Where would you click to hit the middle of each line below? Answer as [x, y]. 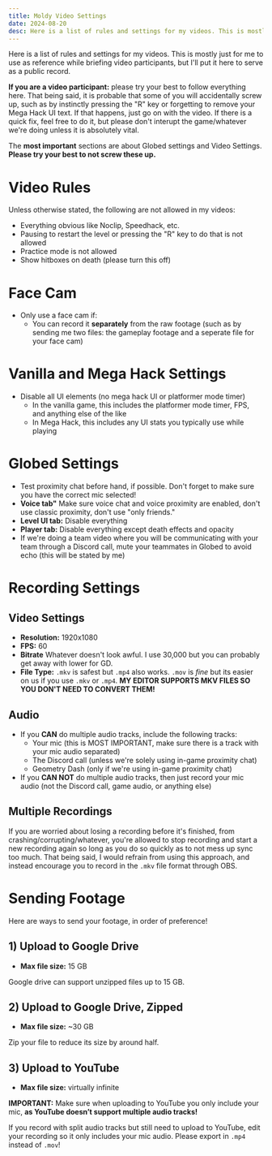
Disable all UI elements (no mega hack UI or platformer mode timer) [132, 397]
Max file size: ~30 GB [57, 1027]
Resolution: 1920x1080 [59, 637]
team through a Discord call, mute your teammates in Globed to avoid [136, 547]
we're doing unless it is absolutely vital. [74, 130]
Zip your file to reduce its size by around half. [84, 1042]
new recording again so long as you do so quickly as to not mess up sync [131, 848]
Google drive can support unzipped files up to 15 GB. [96, 981]
